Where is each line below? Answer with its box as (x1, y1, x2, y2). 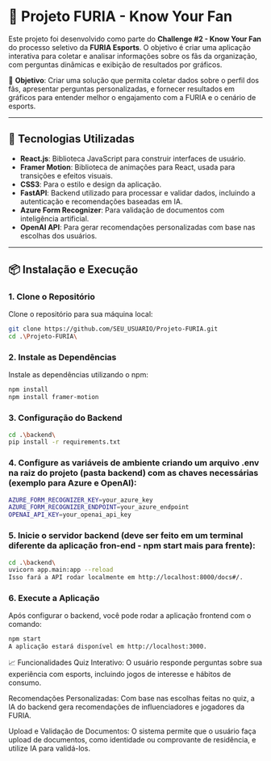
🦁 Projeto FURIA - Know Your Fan (8, 7, 233, 26)
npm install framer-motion (8, 393, 99, 402)
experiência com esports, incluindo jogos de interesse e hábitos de (8, 670, 231, 679)
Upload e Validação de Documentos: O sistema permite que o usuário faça (8, 726, 256, 736)
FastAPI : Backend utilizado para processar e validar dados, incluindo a (19, 187, 256, 197)
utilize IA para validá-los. (8, 743, 91, 754)
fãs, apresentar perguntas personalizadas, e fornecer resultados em (8, 84, 236, 94)
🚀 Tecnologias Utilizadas (8, 132, 135, 146)
